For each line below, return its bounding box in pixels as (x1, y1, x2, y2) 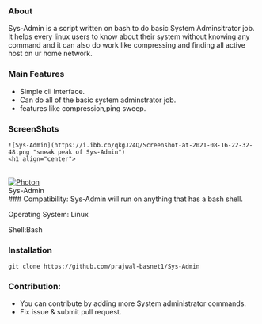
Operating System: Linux (8, 209, 89, 219)
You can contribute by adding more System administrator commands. (19, 299, 247, 308)
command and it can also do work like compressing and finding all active (8, 40, 245, 50)
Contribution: (8, 281, 62, 292)
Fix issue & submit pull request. (19, 307, 122, 317)
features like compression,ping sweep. (19, 103, 146, 112)
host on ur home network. (8, 49, 93, 59)
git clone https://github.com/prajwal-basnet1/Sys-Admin (8, 263, 200, 271)
